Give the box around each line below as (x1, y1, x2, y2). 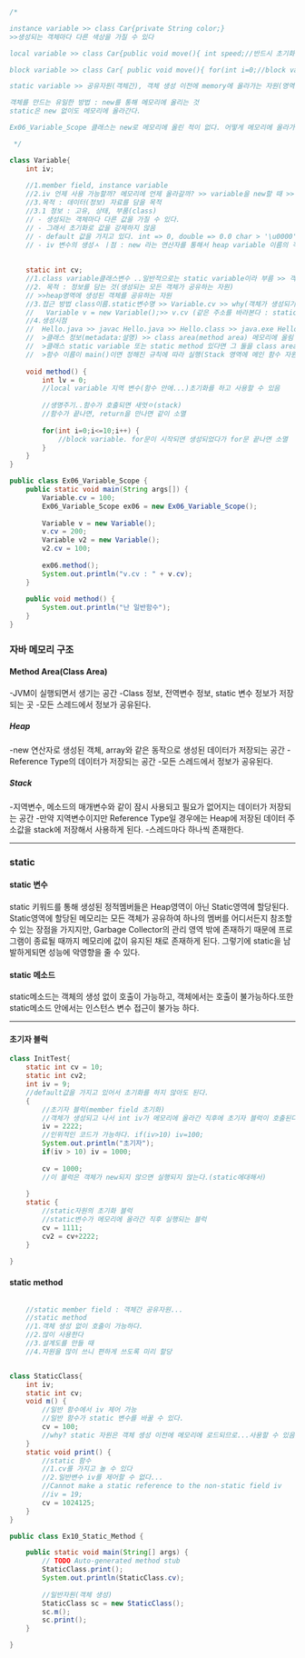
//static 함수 (42, 1456, 92, 1465)
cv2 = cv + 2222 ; (42, 1232, 100, 1241)
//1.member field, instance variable (25, 181, 169, 190)
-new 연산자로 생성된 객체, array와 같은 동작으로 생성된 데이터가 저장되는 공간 (9, 744, 286, 755)
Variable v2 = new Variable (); (42, 535, 161, 544)
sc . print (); (42, 1615, 88, 1625)
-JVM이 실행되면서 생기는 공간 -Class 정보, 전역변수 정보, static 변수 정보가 (9, 688, 278, 698)
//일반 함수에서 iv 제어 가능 (42, 1405, 137, 1414)
